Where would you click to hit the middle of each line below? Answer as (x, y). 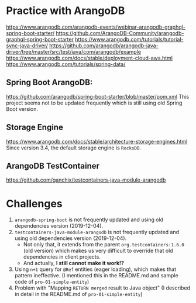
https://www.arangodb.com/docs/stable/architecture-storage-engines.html (97, 141)
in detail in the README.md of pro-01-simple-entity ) (78, 294)
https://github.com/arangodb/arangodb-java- (104, 46)
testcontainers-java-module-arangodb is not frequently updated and (97, 232)
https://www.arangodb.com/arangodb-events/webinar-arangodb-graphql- (96, 27)
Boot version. (22, 109)
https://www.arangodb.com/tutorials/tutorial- (129, 39)
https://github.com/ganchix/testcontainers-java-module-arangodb (86, 180)
